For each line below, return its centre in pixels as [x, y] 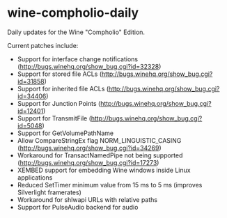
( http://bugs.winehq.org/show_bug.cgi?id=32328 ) [89, 66]
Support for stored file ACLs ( [60, 74]
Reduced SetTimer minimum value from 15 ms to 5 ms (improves [110, 185]
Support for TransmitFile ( [54, 118]
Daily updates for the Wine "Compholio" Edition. [76, 32]
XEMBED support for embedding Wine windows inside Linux [104, 170]
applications [35, 177]
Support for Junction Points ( [59, 103]
